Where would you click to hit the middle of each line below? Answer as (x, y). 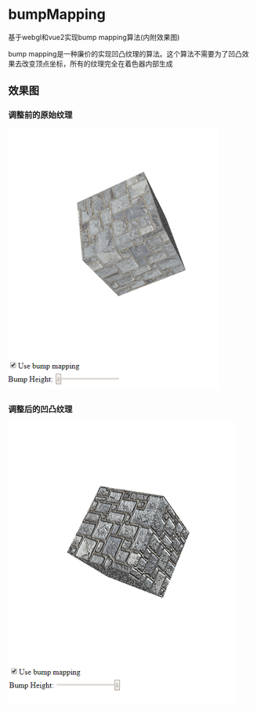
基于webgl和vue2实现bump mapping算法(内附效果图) (94, 37)
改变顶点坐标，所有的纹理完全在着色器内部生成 (97, 64)
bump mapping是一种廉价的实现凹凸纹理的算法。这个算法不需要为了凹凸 (125, 53)
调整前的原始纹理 (40, 115)
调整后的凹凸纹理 (40, 409)
